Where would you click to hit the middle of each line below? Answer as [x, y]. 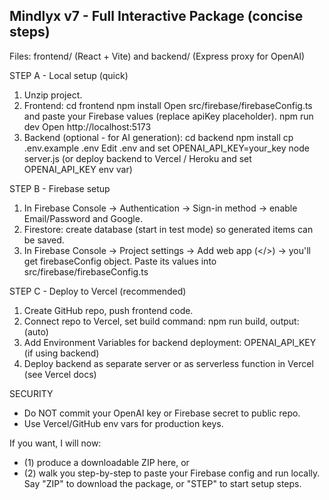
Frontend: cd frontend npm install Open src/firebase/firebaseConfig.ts [168, 105]
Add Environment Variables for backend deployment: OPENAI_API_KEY [170, 342]
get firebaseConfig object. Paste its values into [120, 261]
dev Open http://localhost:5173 [87, 126]
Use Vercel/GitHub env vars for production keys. [123, 423]
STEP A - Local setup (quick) [69, 75]
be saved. [44, 240]
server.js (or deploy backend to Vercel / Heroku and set [137, 158]
